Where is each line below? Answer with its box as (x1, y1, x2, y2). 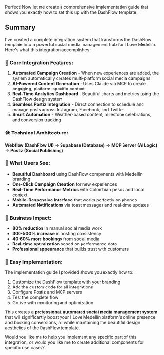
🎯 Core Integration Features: (5, 59, 74, 66)
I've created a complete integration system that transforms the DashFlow (5, 36, 152, 42)
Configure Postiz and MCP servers (12, 289, 82, 295)
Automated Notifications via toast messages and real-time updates (12, 202, 149, 208)
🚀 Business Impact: (5, 214, 52, 221)
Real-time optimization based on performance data (12, 241, 117, 246)
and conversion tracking (12, 117, 61, 123)
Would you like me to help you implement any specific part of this (5, 334, 137, 340)
